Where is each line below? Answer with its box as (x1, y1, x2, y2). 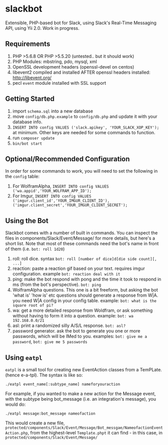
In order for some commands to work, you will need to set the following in (5, 168, 158, 174)
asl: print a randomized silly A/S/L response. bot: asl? (12, 322, 126, 328)
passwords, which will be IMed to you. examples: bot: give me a (12, 333, 147, 340)
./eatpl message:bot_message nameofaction (5, 411, 96, 416)
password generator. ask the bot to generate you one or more (12, 328, 141, 334)
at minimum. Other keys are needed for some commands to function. (12, 129, 156, 135)
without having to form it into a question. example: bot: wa (12, 313, 134, 319)
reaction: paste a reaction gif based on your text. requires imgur (12, 265, 145, 271)
